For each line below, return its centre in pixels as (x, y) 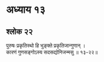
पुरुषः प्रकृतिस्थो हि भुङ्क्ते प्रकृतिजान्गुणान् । (46, 46)
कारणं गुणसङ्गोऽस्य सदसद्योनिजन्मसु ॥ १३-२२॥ (52, 52)
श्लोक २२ (20, 31)
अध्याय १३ (26, 10)
